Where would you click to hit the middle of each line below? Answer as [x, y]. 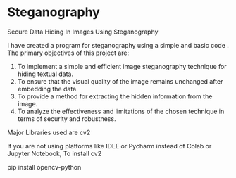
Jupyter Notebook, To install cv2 [55, 153]
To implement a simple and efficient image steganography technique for [122, 66]
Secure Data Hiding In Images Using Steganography [83, 32]
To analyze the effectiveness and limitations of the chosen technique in [121, 111]
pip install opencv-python [44, 167]
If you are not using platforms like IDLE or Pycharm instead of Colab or [110, 146]
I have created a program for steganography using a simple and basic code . [118, 45]
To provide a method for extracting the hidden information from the [115, 96]
